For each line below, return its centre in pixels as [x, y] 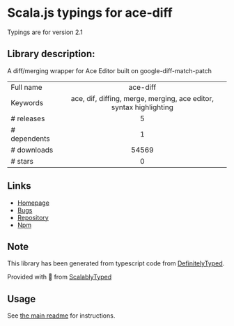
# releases [28, 118]
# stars [22, 161]
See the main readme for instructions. [61, 316]
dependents [30, 139]
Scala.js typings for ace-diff [90, 13]
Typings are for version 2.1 [45, 32]
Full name [27, 87]
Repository [33, 217]
